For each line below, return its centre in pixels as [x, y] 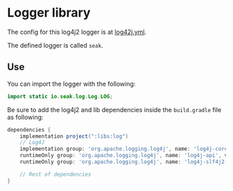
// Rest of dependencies [55, 174]
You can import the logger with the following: [71, 84]
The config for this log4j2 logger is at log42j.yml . [77, 32]
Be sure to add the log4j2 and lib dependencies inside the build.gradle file [114, 109]
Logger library [49, 13]
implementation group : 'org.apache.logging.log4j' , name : [105, 149]
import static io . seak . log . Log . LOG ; [60, 96]
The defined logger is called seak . [55, 45]
